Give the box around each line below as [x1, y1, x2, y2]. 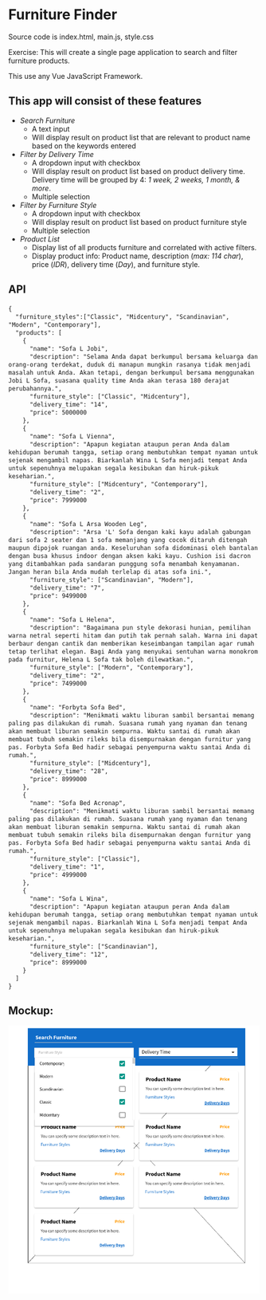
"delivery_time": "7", [29, 583, 105, 591]
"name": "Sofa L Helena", [29, 615, 115, 623]
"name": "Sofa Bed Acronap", [29, 799, 127, 807]
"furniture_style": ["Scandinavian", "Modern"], [29, 575, 194, 583]
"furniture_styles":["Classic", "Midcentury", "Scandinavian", [15, 312, 229, 320]
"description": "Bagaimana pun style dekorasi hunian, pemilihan [29, 623, 251, 631]
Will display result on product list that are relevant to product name [31, 132, 251, 142]
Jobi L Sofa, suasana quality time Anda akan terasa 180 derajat [8, 376, 229, 384]
